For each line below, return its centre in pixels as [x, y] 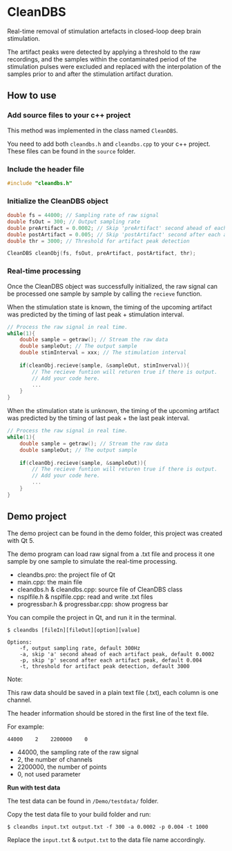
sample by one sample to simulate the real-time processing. [92, 561]
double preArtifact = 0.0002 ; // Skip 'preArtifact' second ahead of [109, 228]
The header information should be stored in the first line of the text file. [108, 713]
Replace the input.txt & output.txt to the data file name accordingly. [106, 839]
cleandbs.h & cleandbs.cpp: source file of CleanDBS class [100, 589]
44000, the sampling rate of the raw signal [78, 752]
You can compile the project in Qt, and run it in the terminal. [92, 617]
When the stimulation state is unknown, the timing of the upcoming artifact [113, 411]
